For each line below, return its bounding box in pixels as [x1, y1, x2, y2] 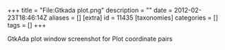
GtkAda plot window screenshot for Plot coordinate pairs [7, 35, 173, 43]
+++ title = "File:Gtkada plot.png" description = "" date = [7, 6, 173, 14]
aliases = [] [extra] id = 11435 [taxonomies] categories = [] [48, 13, 219, 22]
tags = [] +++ [7, 21, 47, 29]
